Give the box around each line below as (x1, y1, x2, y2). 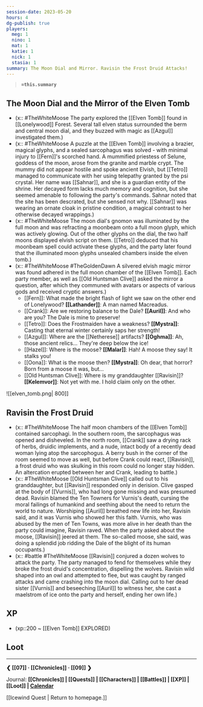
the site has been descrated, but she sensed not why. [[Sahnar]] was (14, 198, 187, 205)
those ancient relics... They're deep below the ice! (24, 340, 149, 347)
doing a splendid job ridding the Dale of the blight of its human (14, 540, 171, 546)
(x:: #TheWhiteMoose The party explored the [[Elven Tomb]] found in (14, 115, 187, 122)
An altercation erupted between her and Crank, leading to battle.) (14, 469, 178, 476)
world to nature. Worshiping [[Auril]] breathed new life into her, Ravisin (14, 507, 191, 514)
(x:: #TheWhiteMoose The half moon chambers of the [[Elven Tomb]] (14, 423, 187, 431)
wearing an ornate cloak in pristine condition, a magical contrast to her (14, 204, 192, 212)
